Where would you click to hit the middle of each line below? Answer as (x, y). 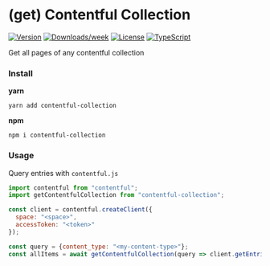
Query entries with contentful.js (63, 173)
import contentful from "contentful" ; (73, 188)
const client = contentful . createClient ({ (80, 210)
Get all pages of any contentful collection (76, 52)
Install (21, 73)
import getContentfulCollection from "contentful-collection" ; (117, 195)
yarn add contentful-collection (62, 106)
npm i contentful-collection (57, 135)
